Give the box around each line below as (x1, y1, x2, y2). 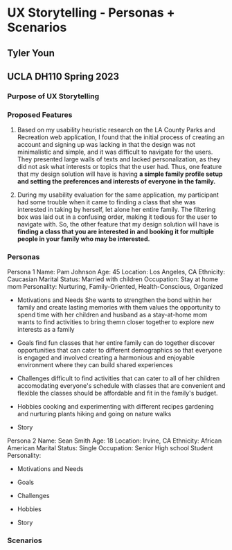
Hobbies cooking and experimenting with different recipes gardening (17, 402, 214, 411)
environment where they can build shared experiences (17, 361, 173, 369)
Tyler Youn (7, 47, 55, 59)
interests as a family (17, 326, 75, 334)
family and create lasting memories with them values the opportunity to (17, 303, 221, 312)
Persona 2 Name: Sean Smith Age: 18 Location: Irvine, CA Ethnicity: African (7, 436, 222, 445)
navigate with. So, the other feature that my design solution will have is (17, 220, 220, 229)
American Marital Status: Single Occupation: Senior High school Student (7, 444, 213, 452)
